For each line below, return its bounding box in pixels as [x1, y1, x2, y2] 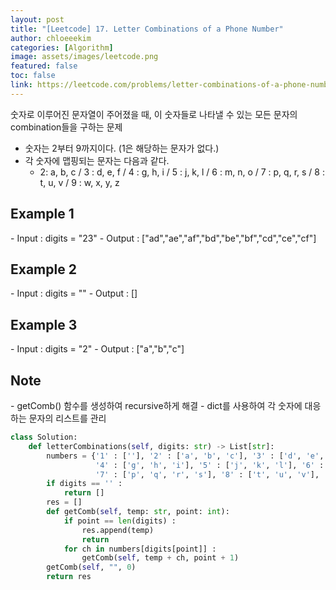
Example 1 [10, 206, 75, 223]
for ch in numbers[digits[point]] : [63, 544, 217, 554]
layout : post [10, 14, 65, 25]
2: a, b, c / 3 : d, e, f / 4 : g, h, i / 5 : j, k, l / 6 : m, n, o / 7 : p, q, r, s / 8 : [39, 166, 325, 178]
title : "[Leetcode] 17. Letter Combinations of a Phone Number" [10, 24, 284, 34]
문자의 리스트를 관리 [28, 412, 107, 424]
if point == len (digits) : [63, 516, 177, 526]
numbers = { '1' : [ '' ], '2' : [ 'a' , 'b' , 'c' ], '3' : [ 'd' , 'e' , [46, 451, 325, 461]
